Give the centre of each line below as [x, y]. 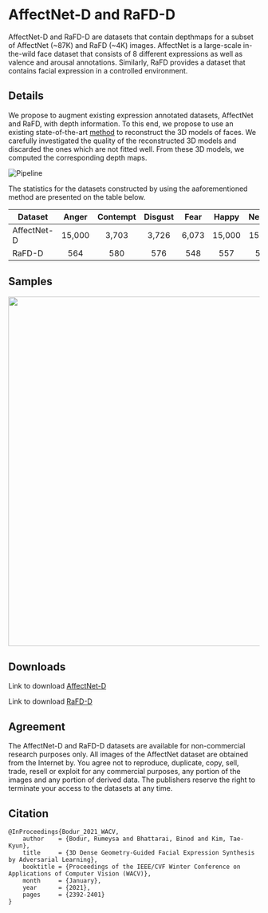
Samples [31, 282]
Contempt [117, 216]
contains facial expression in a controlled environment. [98, 70]
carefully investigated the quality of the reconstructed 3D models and [122, 141]
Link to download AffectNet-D [57, 686]
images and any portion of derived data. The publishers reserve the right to [132, 780]
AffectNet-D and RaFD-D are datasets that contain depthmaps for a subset [131, 37]
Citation [29, 814]
